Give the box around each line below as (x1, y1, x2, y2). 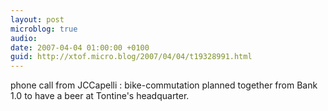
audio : (10, 33, 38, 43)
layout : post (10, 14, 65, 25)
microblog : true (10, 24, 78, 34)
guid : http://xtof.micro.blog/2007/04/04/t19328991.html (10, 52, 253, 62)
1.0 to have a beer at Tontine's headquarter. (10, 90, 190, 102)
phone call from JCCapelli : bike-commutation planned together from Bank (10, 79, 318, 91)
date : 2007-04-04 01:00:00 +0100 (10, 42, 150, 53)
